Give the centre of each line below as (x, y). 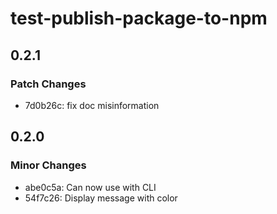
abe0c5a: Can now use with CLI (90, 187)
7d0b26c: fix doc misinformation (92, 105)
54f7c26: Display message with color (101, 198)
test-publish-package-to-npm (139, 18)
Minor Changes (48, 165)
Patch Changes (48, 84)
